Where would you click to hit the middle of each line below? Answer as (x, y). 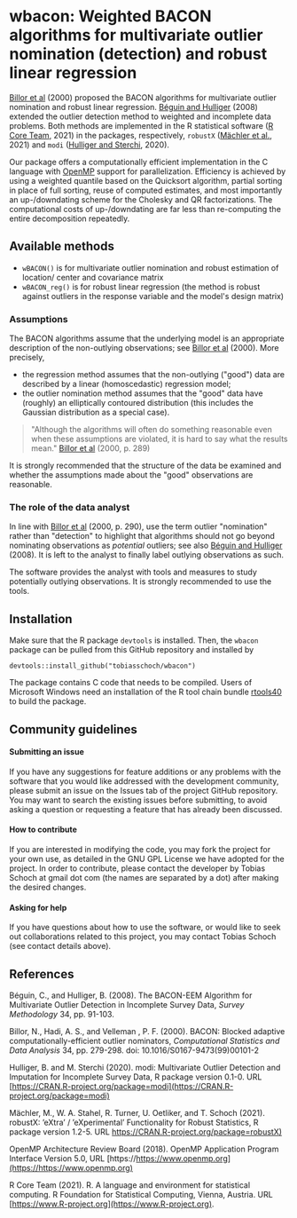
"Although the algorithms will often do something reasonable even (151, 430)
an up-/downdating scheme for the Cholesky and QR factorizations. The (141, 199)
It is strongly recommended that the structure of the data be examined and (145, 466)
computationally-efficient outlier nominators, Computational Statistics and (145, 1040)
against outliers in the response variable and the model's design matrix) (153, 296)
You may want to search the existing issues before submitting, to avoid (138, 800)
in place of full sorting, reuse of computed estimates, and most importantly (146, 190)
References (42, 974)
